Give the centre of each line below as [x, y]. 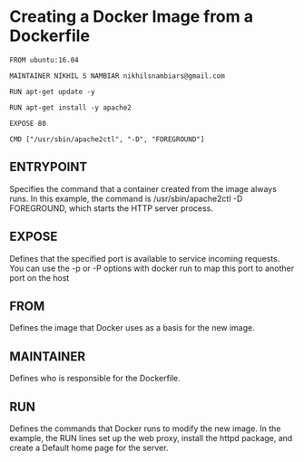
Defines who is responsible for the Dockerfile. [95, 379]
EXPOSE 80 [28, 123]
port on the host [39, 277]
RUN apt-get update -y [52, 91]
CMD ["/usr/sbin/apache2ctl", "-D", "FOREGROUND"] [107, 139]
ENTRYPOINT [49, 167]
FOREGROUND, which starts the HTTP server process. [111, 208]
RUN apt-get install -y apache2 [70, 107]
